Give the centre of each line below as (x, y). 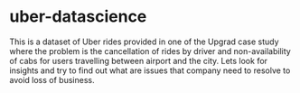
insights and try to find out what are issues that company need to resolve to (150, 70)
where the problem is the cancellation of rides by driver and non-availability (150, 51)
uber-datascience (78, 17)
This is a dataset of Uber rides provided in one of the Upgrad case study (144, 42)
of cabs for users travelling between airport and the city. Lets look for (139, 60)
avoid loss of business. (52, 79)
